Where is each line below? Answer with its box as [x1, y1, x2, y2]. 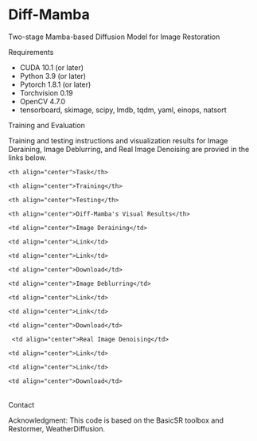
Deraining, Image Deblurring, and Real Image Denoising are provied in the [8, 144, 250, 154]
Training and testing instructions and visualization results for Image [8, 135, 228, 145]
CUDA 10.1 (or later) [19, 62, 84, 72]
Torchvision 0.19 [19, 88, 73, 97]
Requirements [8, 47, 54, 57]
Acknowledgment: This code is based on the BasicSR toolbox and [8, 416, 224, 425]
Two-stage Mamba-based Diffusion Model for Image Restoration [8, 32, 220, 41]
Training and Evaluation [8, 120, 86, 130]
